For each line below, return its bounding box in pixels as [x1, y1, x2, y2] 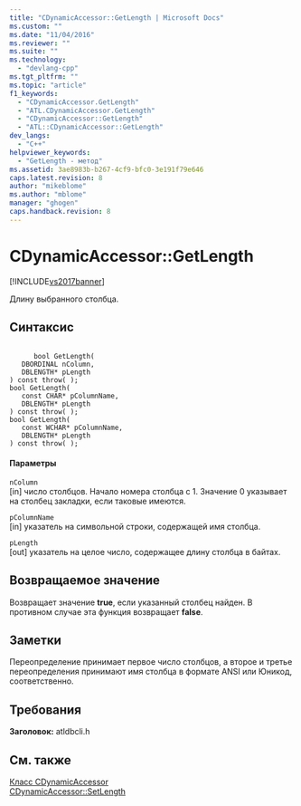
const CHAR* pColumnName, [21, 391, 119, 400]
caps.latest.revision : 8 [9, 173, 103, 182]
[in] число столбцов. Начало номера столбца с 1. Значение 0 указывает [9, 485, 287, 496]
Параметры [9, 458, 57, 469]
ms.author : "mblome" [9, 190, 88, 199]
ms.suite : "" [9, 47, 59, 56]
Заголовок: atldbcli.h [9, 726, 90, 737]
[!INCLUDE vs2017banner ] [9, 275, 106, 286]
